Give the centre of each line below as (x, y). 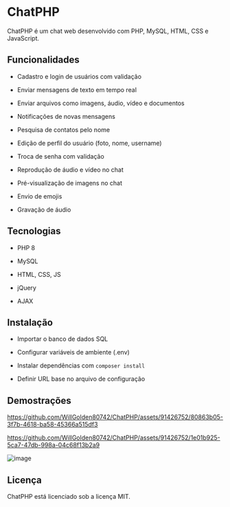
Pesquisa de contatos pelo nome (64, 129)
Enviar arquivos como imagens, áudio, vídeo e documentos (101, 103)
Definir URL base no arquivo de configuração (81, 379)
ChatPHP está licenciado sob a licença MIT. (69, 496)
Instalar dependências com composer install (81, 365)
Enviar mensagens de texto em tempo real (77, 89)
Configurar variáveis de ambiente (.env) (73, 352)
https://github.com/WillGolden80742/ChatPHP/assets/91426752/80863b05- (115, 417)
